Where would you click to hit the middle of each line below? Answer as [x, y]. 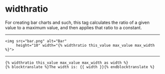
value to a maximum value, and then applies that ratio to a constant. [74, 27]
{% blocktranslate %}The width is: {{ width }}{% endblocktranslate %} [80, 67]
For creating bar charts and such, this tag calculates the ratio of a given [77, 22]
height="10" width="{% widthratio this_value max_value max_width [85, 45]
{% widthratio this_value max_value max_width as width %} [67, 63]
